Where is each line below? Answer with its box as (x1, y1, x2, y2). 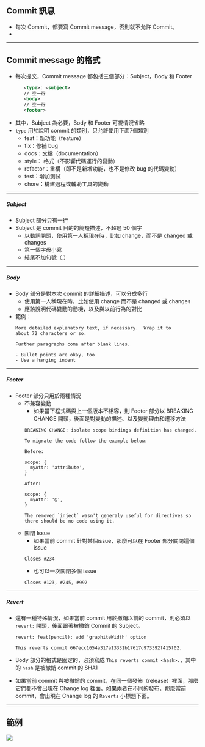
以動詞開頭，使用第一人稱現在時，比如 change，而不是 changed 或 (24, 232, 193, 239)
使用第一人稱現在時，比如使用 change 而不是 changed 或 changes (24, 297, 191, 304)
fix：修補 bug (24, 142, 59, 149)
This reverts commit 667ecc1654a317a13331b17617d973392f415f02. (15, 644, 182, 651)
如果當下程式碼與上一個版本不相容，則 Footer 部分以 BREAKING (33, 407, 193, 414)
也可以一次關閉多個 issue (33, 567, 96, 575)
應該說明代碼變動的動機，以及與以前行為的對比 (24, 305, 142, 312)
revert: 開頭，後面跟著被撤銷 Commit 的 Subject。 (15, 622, 143, 629)
